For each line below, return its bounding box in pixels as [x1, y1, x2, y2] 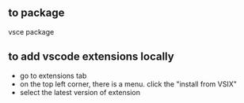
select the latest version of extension [19, 87, 141, 97]
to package [8, 6, 65, 20]
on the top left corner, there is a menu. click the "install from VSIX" [19, 79, 238, 89]
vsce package [8, 27, 55, 36]
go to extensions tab [19, 71, 87, 80]
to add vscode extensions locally [8, 50, 174, 64]
